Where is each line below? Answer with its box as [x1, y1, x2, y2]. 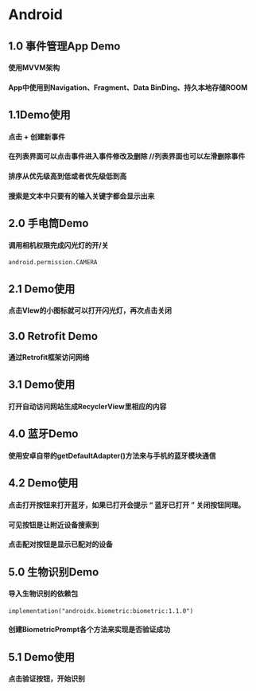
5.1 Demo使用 [8, 650, 76, 664]
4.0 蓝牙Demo [8, 427, 79, 441]
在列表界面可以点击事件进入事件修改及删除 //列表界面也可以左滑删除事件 [8, 151, 246, 161]
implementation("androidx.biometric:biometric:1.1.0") [8, 607, 194, 615]
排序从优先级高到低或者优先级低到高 [8, 171, 127, 181]
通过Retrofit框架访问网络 [8, 353, 90, 362]
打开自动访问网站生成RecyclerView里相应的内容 [8, 402, 167, 412]
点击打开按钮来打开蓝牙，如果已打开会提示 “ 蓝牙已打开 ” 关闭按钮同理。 [8, 500, 246, 510]
